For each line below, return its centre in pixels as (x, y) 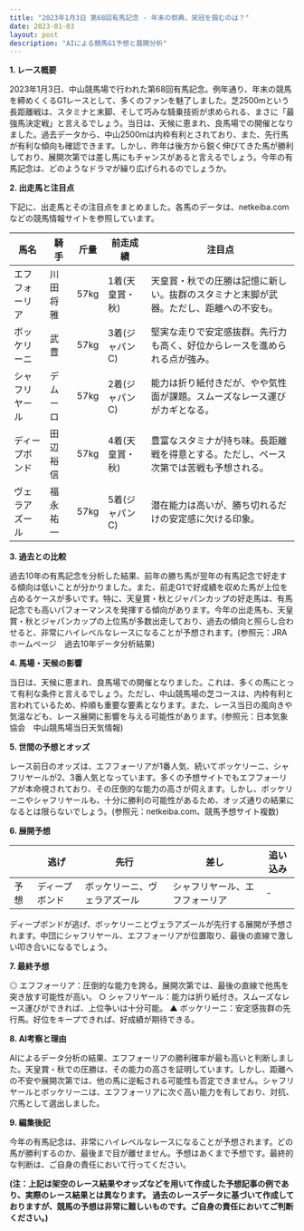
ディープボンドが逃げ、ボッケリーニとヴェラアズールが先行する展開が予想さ (152, 925)
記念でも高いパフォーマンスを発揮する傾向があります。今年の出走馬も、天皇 (152, 610)
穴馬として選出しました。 (57, 1103)
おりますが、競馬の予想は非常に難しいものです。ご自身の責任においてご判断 (152, 1207)
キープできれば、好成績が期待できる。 (128, 1020)
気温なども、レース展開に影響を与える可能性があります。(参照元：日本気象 (149, 716)
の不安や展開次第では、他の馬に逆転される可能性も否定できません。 (136, 1081)
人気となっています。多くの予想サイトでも (161, 778)
